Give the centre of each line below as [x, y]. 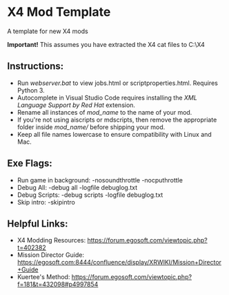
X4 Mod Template [59, 12]
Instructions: [36, 66]
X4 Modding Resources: [51, 240]
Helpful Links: [38, 223]
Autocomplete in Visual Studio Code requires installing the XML [107, 97]
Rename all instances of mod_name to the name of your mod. [104, 112]
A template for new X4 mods [48, 31]
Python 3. [31, 90]
